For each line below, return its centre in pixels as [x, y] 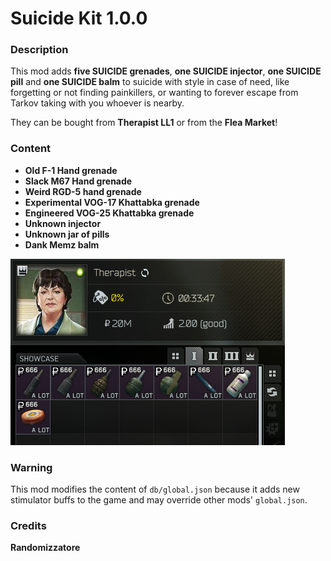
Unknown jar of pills [67, 234]
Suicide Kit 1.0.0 [79, 18]
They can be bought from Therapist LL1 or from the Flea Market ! [144, 123]
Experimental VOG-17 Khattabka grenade [112, 202]
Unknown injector [63, 223]
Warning [31, 467]
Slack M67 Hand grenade [78, 181]
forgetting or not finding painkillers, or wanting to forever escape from [154, 93]
